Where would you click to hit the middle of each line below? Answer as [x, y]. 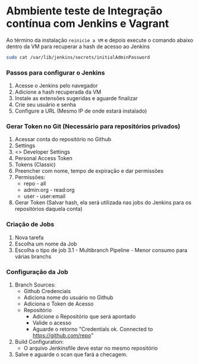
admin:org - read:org [49, 190]
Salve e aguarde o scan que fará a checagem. [71, 354]
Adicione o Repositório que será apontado [84, 316]
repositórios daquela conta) [49, 209]
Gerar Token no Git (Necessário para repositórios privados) [93, 126]
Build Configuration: [39, 342]
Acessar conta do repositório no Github [63, 139]
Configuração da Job [37, 272]
